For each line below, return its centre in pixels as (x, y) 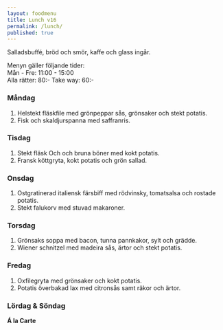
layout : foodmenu (32, 13)
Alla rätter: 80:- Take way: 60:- (50, 80)
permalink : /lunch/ (35, 26)
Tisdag (19, 138)
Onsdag (21, 178)
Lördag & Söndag (36, 305)
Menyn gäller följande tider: (46, 65)
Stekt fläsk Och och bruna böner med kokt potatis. (88, 153)
